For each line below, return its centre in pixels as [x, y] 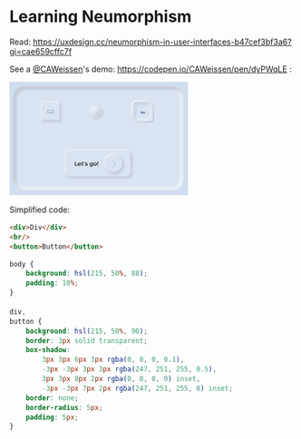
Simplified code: [40, 210]
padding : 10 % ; [52, 283]
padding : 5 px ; [52, 417]
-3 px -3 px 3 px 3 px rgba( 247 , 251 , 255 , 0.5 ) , [130, 369]
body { [22, 264]
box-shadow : [48, 350]
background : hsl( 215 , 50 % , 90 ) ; [87, 331]
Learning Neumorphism [101, 17]
